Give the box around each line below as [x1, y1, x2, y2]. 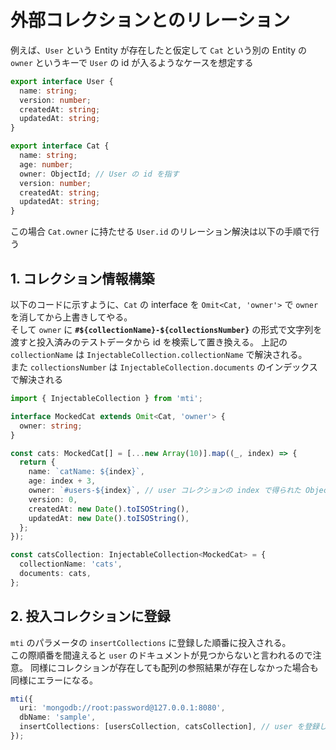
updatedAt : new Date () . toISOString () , [28, 513, 190, 523]
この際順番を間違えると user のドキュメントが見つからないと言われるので [10, 649, 313, 661]
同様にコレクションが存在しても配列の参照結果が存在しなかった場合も [29, 661, 319, 673]
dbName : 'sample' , [19, 712, 97, 723]
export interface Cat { [10, 141, 110, 151]
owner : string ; [19, 421, 83, 431]
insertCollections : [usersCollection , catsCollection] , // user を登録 [19, 722, 320, 732]
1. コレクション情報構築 [10, 270, 155, 287]
